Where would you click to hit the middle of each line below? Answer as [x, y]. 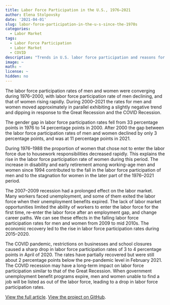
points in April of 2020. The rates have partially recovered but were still [80, 255]
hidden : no [17, 76]
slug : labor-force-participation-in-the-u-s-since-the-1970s [72, 24]
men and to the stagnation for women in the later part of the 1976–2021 [80, 175]
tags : [11, 39]
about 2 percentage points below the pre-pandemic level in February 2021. [84, 260]
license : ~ [17, 72]
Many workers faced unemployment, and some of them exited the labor [80, 196]
